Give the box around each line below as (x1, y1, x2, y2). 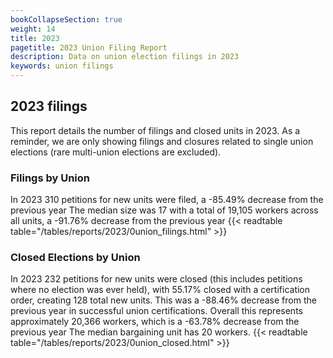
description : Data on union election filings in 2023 (10, 52, 240, 62)
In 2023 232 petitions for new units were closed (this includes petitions (10, 273, 303, 285)
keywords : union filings (10, 61, 114, 71)
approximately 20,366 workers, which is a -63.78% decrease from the (10, 316, 300, 328)
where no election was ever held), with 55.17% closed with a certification (10, 284, 311, 296)
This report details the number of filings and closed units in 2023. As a (10, 124, 301, 136)
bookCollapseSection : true (10, 14, 123, 25)
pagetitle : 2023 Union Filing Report (10, 42, 168, 53)
